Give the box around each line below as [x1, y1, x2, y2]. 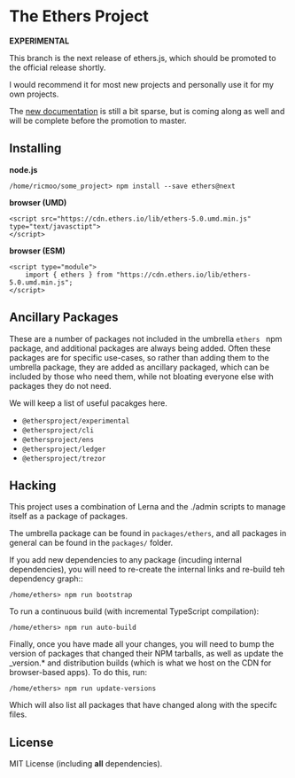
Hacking [9, 478, 57, 493]
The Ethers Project [9, 6, 149, 27]
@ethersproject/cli [21, 425, 95, 435]
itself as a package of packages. [9, 511, 128, 522]
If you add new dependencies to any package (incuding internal [9, 555, 242, 565]
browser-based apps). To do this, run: [9, 667, 148, 678]
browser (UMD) [9, 197, 67, 207]
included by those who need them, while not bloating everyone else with [9, 370, 275, 382]
